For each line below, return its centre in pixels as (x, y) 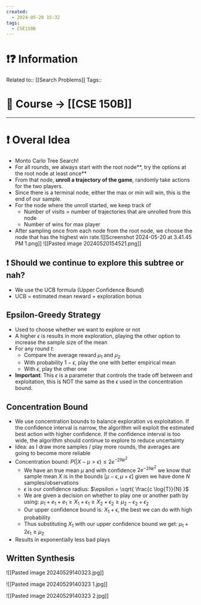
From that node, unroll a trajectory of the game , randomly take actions (102, 180)
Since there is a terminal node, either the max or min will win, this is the (102, 193)
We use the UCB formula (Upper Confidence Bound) (80, 290)
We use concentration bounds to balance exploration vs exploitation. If (102, 421)
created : (17, 12)
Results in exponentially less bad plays (63, 539)
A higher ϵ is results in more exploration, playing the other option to (98, 335)
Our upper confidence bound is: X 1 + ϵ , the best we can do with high (108, 510)
